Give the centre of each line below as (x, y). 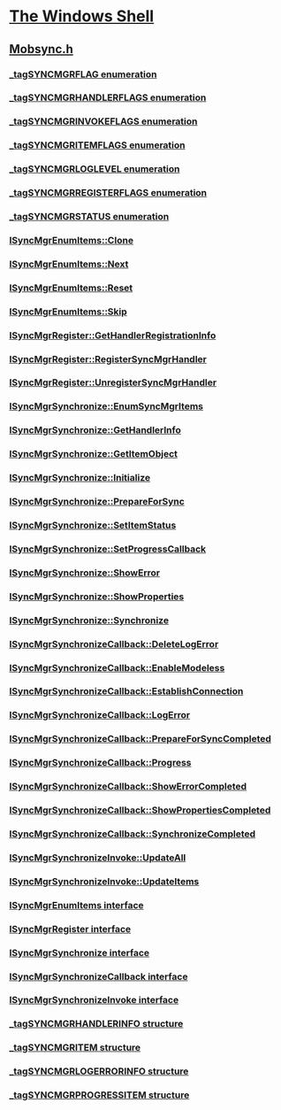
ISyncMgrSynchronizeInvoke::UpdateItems (104, 881)
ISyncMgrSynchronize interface (80, 952)
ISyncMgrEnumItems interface (76, 905)
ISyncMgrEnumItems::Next (69, 264)
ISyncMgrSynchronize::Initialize (80, 478)
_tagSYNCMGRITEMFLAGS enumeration (97, 145)
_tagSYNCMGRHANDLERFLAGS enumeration (108, 97)
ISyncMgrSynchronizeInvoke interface (94, 1000)
